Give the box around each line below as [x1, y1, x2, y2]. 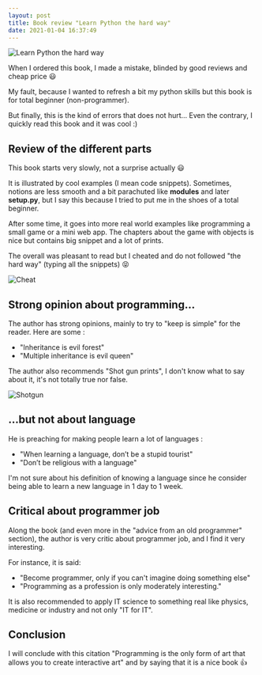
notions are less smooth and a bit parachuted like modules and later [8, 187, 230, 196]
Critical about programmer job [8, 504, 160, 518]
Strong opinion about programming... [8, 298, 196, 311]
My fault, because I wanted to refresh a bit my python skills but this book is [8, 87, 253, 97]
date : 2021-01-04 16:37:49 [8, 26, 97, 34]
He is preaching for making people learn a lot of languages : [8, 434, 204, 443]
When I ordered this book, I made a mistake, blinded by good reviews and [8, 63, 248, 73]
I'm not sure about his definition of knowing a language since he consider [8, 472, 247, 483]
